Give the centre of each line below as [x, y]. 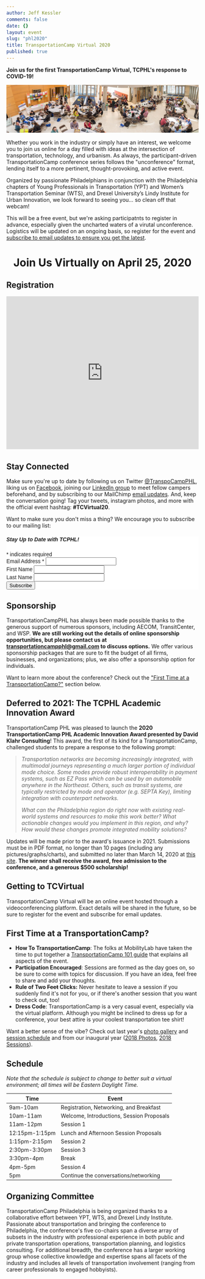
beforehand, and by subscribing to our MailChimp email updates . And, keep [101, 494]
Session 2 [73, 1141]
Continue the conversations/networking [110, 1175]
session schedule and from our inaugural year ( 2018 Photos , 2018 [89, 1038]
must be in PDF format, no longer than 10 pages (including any [85, 848]
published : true [27, 52]
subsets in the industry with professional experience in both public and [95, 1237]
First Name [20, 569]
